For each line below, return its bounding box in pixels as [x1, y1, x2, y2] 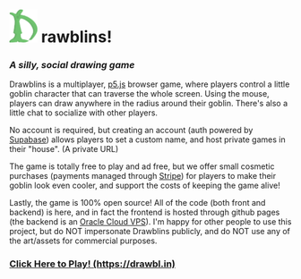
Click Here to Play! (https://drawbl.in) [9, 258, 176, 270]
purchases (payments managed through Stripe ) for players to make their [9, 171, 276, 182]
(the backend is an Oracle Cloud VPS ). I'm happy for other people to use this [9, 216, 292, 227]
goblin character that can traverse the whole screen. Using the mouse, [9, 89, 271, 99]
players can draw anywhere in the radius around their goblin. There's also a [9, 98, 288, 109]
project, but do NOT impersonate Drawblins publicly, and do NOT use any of [9, 226, 291, 237]
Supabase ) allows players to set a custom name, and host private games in [9, 134, 286, 145]
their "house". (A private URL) [9, 144, 119, 155]
